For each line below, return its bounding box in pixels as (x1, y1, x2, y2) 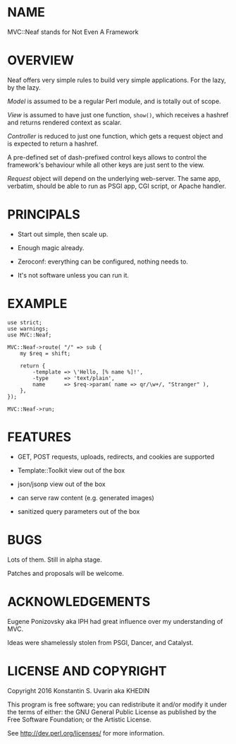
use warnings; (7, 325, 49, 332)
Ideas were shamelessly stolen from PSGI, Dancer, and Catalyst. (7, 638, 194, 646)
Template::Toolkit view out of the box (17, 466, 125, 474)
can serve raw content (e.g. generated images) (17, 493, 155, 502)
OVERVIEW (7, 52, 75, 69)
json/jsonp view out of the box (17, 480, 106, 488)
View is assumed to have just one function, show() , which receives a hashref (7, 110, 229, 119)
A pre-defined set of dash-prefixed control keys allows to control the (7, 153, 207, 161)
